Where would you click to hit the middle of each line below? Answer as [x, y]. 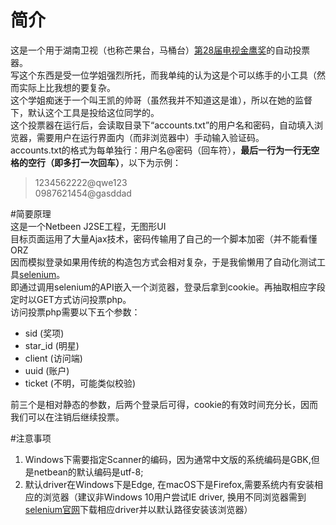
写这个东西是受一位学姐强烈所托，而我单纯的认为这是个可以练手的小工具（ [163, 75]
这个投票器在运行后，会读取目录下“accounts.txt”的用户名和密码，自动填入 [162, 125]
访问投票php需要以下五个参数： [75, 312]
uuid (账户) [47, 370]
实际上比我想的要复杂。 [67, 87]
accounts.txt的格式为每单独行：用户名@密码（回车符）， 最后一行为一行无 [161, 150]
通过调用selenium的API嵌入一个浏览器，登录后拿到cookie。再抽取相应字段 [172, 287]
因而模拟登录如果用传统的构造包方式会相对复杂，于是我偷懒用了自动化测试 [163, 262]
